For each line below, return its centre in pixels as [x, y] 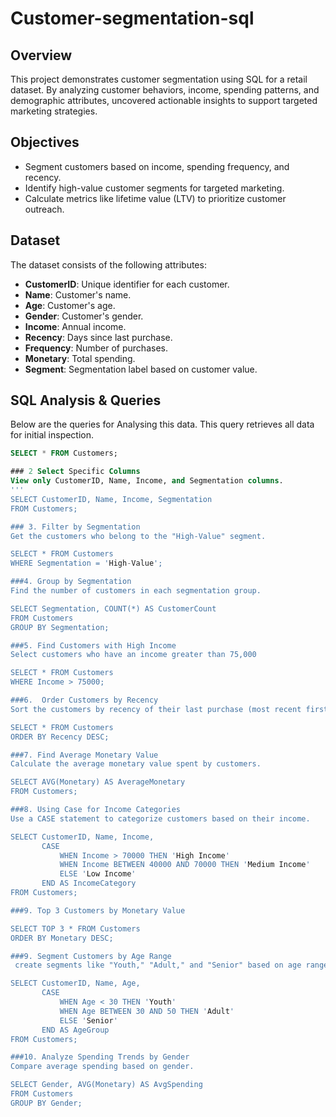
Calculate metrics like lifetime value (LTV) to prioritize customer [155, 198]
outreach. [44, 209]
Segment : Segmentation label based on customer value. [141, 369]
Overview [41, 55]
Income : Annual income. [75, 326]
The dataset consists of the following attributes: [108, 264]
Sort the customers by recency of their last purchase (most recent [156, 709]
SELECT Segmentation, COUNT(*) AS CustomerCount [113, 608]
